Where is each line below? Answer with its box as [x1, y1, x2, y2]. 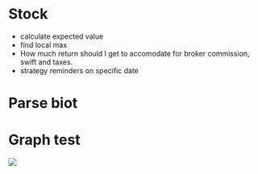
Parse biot [8, 94, 78, 113]
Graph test [8, 130, 81, 149]
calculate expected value [19, 31, 104, 41]
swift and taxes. [19, 57, 73, 67]
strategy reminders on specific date [19, 65, 139, 75]
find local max [19, 39, 68, 49]
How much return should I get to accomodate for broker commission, [19, 48, 250, 58]
